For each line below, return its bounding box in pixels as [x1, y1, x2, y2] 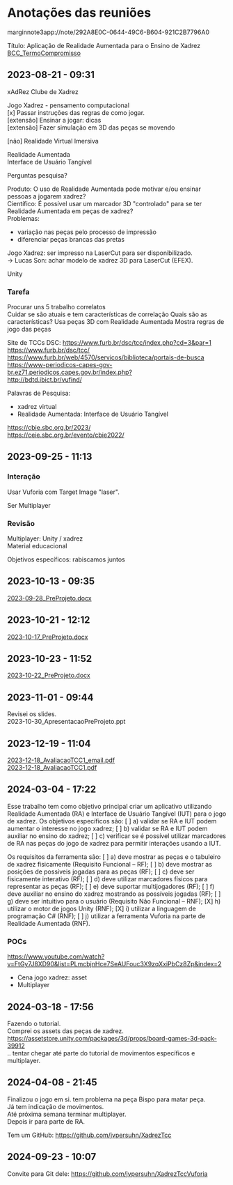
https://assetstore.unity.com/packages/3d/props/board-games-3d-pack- [7, 1035, 217, 1043]
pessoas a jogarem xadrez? [7, 192, 86, 200]
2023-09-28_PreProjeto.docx [7, 594, 92, 602]
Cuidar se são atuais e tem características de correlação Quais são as [7, 310, 207, 318]
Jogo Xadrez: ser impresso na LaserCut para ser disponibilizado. [7, 249, 193, 257]
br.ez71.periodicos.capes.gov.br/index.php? [7, 368, 132, 377]
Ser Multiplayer [7, 501, 51, 509]
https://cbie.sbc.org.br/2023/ [7, 424, 91, 432]
